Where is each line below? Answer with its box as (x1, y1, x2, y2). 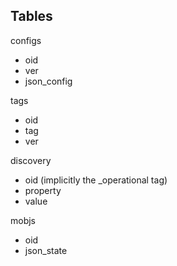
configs (10, 34, 42, 46)
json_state (24, 244, 68, 256)
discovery (10, 154, 52, 166)
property (24, 184, 62, 196)
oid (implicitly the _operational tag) (24, 174, 168, 186)
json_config (24, 75, 73, 87)
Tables (10, 8, 53, 25)
